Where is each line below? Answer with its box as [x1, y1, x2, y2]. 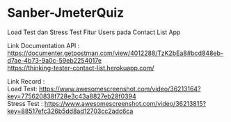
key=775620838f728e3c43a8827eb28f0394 [7, 92, 137, 100]
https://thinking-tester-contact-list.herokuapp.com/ [7, 63, 154, 72]
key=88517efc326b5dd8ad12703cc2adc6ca [7, 107, 134, 115]
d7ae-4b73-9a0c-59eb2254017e [7, 56, 102, 64]
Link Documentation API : [7, 41, 80, 49]
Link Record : [7, 77, 45, 85]
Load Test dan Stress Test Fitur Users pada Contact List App [7, 28, 181, 36]
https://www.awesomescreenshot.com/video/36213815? [44, 99, 207, 107]
